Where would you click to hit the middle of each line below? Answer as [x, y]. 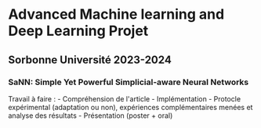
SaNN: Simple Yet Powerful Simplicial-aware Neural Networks [129, 82]
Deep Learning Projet [78, 31]
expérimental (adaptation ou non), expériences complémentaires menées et [130, 107]
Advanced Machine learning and [116, 14]
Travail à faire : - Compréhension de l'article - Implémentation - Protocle [125, 98]
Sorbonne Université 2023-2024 [90, 60]
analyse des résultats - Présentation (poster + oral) [91, 116]
